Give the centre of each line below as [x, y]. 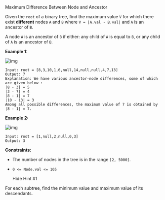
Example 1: [17, 51]
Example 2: [17, 118]
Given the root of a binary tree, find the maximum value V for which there [80, 17]
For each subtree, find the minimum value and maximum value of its [74, 188]
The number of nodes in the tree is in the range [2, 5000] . [71, 159]
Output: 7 [15, 74]
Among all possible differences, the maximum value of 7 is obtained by [82, 104]
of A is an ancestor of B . [29, 42]
